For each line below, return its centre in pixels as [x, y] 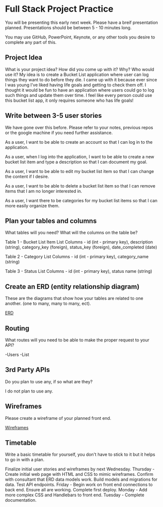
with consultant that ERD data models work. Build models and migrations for [81, 479]
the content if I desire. [27, 176]
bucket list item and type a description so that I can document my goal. [76, 162]
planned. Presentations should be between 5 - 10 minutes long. [68, 27]
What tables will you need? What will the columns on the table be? [71, 233]
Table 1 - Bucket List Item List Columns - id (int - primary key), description [79, 242]
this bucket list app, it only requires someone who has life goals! [69, 100]
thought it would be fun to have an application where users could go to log [80, 90]
